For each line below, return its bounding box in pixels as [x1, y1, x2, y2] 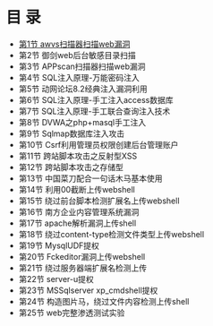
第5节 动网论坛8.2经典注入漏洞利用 [18, 83, 148, 94]
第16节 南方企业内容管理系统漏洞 [18, 206, 140, 217]
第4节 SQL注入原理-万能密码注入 [18, 72, 140, 82]
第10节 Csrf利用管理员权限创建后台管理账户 [18, 139, 179, 150]
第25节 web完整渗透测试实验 [18, 307, 125, 318]
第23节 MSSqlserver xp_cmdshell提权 [18, 285, 158, 296]
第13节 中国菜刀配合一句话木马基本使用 [18, 173, 164, 184]
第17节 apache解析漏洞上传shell [18, 218, 137, 228]
